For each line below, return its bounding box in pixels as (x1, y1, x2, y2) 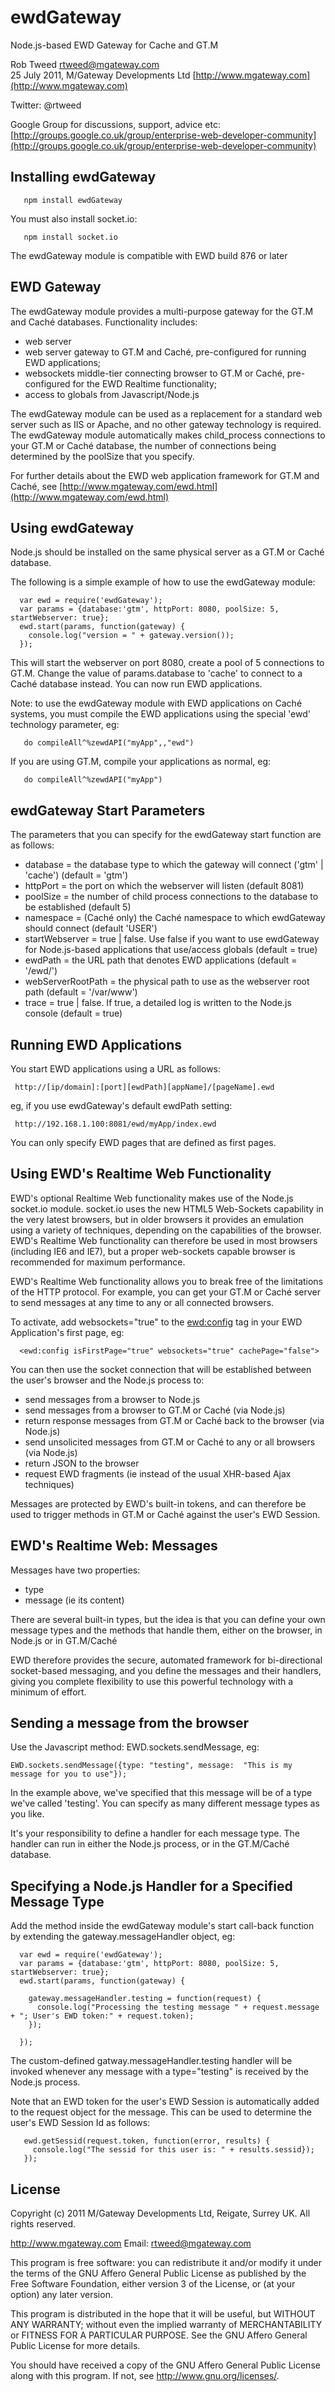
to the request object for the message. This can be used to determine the (10, 2106, 312, 2118)
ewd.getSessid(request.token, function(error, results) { (23, 2136, 271, 2146)
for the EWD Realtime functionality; (72, 377, 218, 390)
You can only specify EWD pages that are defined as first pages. (10, 1137, 277, 1148)
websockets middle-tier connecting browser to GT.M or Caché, (24, 367, 285, 379)
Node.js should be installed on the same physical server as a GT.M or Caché (10, 546, 325, 558)
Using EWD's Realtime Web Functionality (10, 1166, 272, 1183)
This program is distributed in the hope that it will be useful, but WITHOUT (10, 2308, 316, 2320)
